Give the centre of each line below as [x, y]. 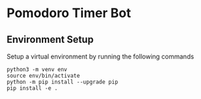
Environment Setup [50, 40]
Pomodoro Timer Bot [69, 13]
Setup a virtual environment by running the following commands [101, 56]
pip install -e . [32, 88]
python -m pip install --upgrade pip [63, 82]
